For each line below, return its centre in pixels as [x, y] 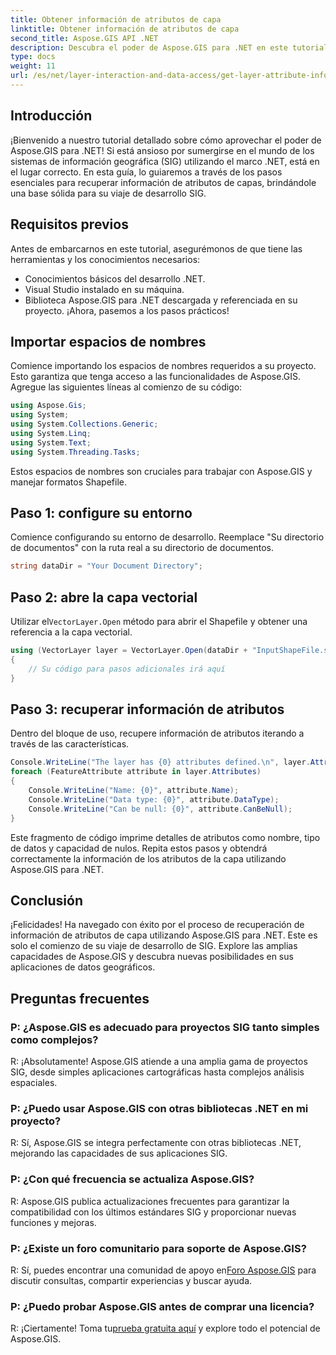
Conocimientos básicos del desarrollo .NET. [115, 278]
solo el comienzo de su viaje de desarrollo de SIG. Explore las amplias [154, 946]
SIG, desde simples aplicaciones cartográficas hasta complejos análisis [157, 1072]
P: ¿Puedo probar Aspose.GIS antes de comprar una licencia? [162, 1306]
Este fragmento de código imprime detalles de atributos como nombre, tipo [165, 837]
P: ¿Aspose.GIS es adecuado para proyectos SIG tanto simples [165, 1027]
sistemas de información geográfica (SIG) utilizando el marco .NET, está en [165, 161]
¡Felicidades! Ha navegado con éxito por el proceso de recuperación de [157, 925]
